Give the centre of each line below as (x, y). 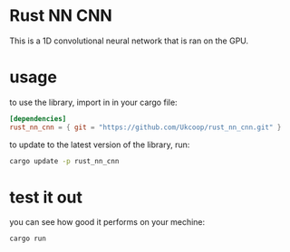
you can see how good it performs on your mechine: (107, 222)
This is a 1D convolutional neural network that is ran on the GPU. (129, 41)
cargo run (28, 239)
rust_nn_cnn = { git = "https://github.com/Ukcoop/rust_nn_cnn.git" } (145, 127)
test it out (46, 197)
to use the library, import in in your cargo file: (94, 102)
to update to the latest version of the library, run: (100, 145)
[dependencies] (38, 118)
